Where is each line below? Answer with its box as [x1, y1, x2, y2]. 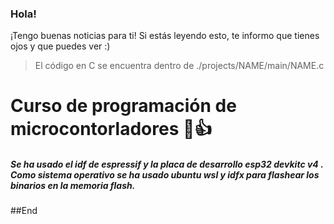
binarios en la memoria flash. [10, 180, 136, 192]
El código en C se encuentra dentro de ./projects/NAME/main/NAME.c [34, 60, 325, 72]
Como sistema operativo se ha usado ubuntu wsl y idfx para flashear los [10, 169, 320, 181]
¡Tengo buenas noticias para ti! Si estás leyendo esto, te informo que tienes [10, 30, 320, 42]
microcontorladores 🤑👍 [10, 118, 213, 141]
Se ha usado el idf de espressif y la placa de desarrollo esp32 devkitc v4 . [10, 158, 324, 171]
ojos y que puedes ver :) [10, 40, 111, 52]
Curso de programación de [10, 95, 237, 117]
